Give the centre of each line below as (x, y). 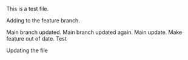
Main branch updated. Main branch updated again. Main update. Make (94, 32)
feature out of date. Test (36, 38)
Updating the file (27, 50)
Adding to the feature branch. (43, 20)
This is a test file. (28, 9)
